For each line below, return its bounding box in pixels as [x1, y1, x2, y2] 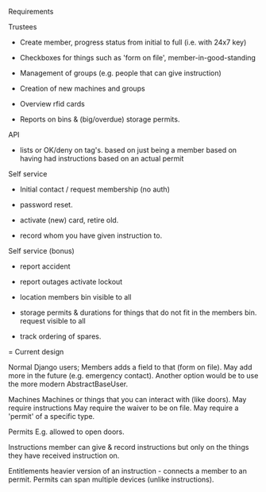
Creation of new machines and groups [19, 83, 145, 93]
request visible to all [19, 316, 86, 325]
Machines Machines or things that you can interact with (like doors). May [8, 395, 247, 404]
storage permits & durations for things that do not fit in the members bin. [19, 308, 257, 317]
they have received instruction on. [8, 451, 120, 460]
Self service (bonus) [8, 246, 75, 255]
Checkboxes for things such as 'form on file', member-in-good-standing [19, 53, 256, 62]
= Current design [8, 347, 64, 356]
